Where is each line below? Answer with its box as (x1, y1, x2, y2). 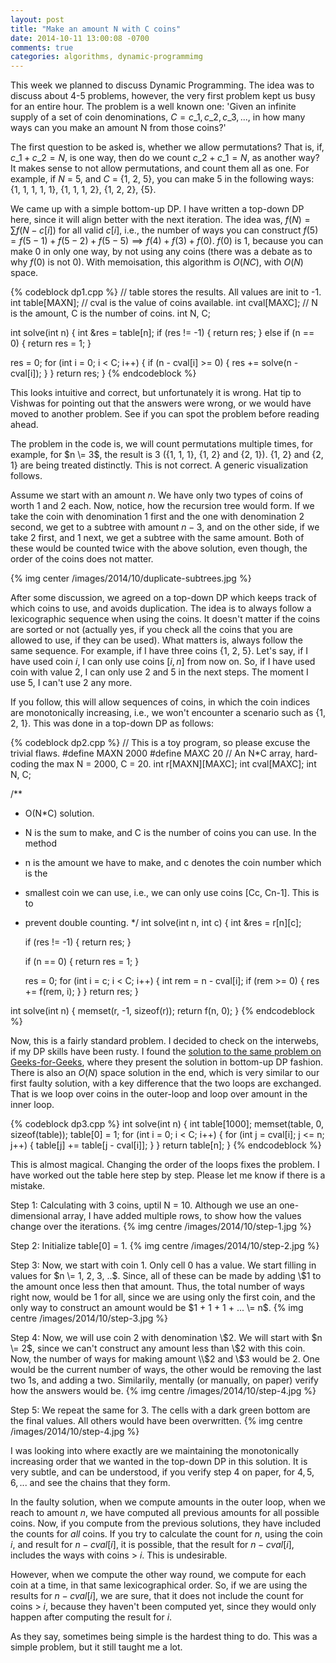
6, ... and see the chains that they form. (10, 1477, 171, 1489)
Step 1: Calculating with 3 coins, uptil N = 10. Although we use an (10, 1199, 277, 1211)
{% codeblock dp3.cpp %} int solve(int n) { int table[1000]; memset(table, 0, (10, 1118, 325, 1130)
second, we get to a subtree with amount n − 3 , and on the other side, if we (10, 521, 320, 533)
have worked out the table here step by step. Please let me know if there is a (10, 1169, 326, 1181)
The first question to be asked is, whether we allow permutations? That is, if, (10, 141, 325, 153)
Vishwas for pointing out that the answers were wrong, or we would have (10, 397, 312, 410)
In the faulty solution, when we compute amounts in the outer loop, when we (10, 1496, 326, 1508)
